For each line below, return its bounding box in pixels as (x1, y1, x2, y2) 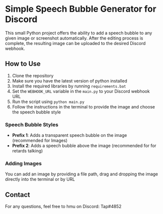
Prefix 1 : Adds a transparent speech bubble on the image (12, 132, 127, 138)
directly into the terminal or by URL (5, 176, 75, 182)
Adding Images (5, 160, 42, 167)
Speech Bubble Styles (5, 121, 59, 128)
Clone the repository (12, 72, 54, 79)
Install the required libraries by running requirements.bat (12, 83, 126, 89)
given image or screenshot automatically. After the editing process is (5, 35, 143, 41)
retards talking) (12, 148, 43, 154)
